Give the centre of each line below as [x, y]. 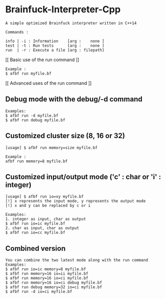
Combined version [35, 248]
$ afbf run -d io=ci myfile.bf [39, 292]
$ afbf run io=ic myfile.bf [35, 224]
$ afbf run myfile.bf [29, 73]
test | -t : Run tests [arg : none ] [55, 45]
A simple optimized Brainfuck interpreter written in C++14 [71, 23]
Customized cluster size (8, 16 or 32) [65, 136]
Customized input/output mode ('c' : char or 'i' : [83, 176]
